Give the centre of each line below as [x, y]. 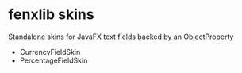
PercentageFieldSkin [54, 60]
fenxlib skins [51, 15]
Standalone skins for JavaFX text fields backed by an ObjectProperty [121, 36]
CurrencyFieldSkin [50, 52]
